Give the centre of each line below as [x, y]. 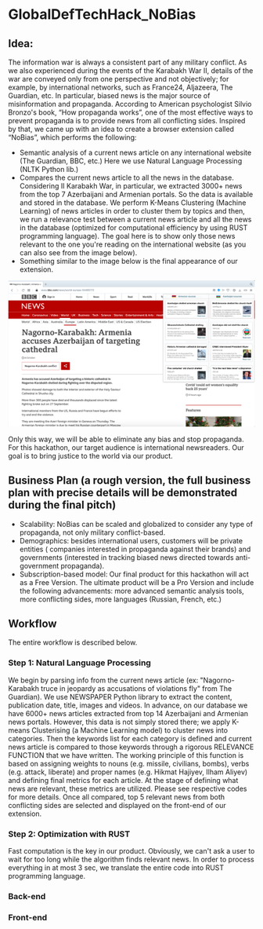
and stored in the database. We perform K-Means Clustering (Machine [133, 203]
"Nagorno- [217, 680]
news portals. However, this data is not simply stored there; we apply [119, 722]
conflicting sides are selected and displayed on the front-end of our [117, 805]
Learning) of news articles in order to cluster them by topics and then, [132, 211]
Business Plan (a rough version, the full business [130, 481]
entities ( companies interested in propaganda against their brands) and [135, 549]
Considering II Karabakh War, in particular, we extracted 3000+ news [131, 186]
